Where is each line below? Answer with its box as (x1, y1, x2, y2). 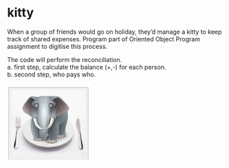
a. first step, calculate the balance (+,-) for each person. (7, 63, 166, 71)
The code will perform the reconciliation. (7, 55, 122, 63)
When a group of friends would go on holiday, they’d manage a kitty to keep (7, 28, 222, 36)
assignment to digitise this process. (7, 42, 108, 50)
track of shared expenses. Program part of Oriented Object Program (7, 34, 201, 43)
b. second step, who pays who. (7, 70, 96, 78)
